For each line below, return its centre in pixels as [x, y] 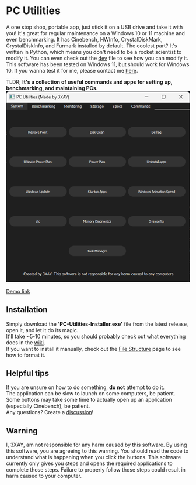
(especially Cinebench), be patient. [48, 406]
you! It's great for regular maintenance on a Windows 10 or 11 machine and [96, 33]
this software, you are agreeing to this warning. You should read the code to [97, 451]
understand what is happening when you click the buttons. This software [94, 457]
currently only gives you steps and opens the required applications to [90, 463]
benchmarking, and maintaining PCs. [52, 88]
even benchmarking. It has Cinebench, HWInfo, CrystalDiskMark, [84, 39]
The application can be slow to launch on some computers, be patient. [91, 394]
